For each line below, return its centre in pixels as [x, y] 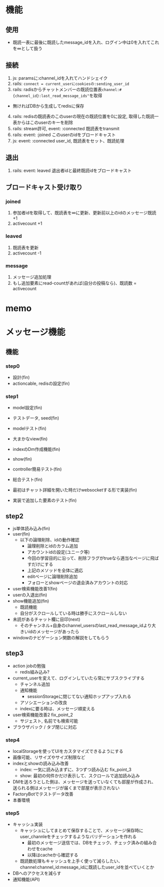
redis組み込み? [35, 672]
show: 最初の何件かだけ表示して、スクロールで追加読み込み [80, 776]
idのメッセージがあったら [54, 631]
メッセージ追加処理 [32, 277]
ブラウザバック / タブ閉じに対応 [45, 727]
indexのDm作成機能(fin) [36, 449]
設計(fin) [21, 377]
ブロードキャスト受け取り [44, 187]
